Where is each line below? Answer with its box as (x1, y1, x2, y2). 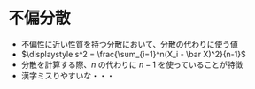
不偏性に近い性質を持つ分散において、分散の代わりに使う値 (20, 39, 238, 49)
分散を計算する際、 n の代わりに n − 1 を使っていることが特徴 (20, 59, 243, 70)
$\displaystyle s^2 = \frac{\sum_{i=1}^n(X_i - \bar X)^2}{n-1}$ (20, 48, 246, 59)
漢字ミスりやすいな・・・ (20, 70, 115, 80)
